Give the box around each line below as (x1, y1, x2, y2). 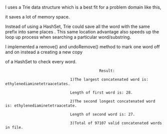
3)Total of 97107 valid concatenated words (69, 121, 162, 126)
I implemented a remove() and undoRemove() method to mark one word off (5, 44, 160, 49)
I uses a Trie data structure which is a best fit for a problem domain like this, (5, 4, 161, 10)
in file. (5, 125, 23, 130)
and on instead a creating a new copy (5, 49, 83, 55)
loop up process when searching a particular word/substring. (5, 34, 131, 40)
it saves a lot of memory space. (5, 14, 70, 19)
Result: (99, 68, 115, 73)
